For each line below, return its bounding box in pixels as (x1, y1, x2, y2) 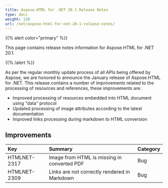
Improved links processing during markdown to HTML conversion (12, 116, 147, 122)
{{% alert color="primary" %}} (5, 35, 68, 41)
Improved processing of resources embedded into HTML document (12, 95, 152, 101)
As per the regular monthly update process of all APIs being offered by (5, 69, 151, 75)
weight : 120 (5, 16, 30, 21)
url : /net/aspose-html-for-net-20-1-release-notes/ (5, 21, 115, 26)
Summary (48, 145, 73, 152)
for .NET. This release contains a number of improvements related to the (5, 80, 154, 86)
